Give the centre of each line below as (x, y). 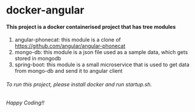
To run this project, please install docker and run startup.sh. (79, 84)
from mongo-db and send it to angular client (69, 71)
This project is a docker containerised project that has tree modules (91, 26)
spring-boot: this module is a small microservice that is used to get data (102, 65)
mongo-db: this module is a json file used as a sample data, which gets (101, 52)
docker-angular (45, 10)
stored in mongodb (38, 59)
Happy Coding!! (25, 103)
